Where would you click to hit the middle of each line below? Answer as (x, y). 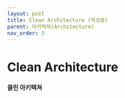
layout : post (26, 14)
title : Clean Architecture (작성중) (58, 20)
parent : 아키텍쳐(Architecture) (51, 26)
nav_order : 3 (26, 33)
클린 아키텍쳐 (25, 88)
